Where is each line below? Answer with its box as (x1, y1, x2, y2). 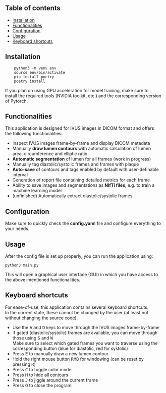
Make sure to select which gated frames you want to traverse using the (12, 340, 158, 346)
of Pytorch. (5, 98, 28, 104)
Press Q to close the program (12, 382, 72, 388)
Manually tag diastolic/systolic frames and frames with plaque (12, 161, 139, 168)
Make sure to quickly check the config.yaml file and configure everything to (5, 221, 161, 226)
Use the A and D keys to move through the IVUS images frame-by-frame (12, 324, 160, 330)
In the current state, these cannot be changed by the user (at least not (5, 309, 149, 315)
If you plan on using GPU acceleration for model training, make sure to (5, 87, 149, 93)
